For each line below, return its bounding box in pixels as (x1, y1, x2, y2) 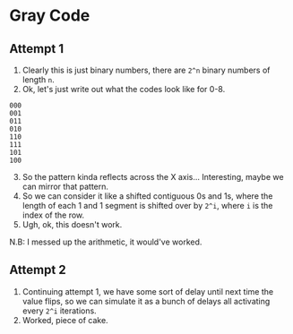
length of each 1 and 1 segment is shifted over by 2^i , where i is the (22, 201, 273, 210)
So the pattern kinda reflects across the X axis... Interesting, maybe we (22, 172, 284, 182)
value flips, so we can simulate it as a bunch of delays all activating (22, 295, 271, 306)
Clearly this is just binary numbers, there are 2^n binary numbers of (22, 64, 271, 75)
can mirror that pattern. (22, 181, 109, 192)
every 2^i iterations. (22, 305, 97, 316)
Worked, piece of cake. (22, 314, 109, 325)
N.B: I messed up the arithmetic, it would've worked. (9, 236, 203, 247)
